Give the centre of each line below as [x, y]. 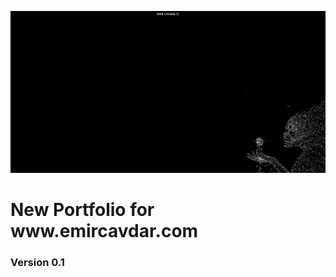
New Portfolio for [82, 210]
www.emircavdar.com [104, 231]
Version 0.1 [37, 263]
